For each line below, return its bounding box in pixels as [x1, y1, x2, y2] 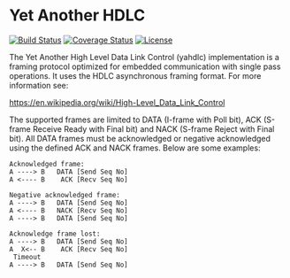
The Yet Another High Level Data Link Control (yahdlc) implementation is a [9, 51, 280, 62]
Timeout [12, 252, 42, 261]
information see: [9, 80, 69, 90]
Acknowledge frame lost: [9, 229, 101, 238]
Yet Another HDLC [9, 5, 146, 26]
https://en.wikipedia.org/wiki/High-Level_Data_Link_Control [9, 97, 225, 107]
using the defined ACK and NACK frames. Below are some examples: [9, 143, 261, 153]
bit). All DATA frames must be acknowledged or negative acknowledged [9, 133, 271, 143]
